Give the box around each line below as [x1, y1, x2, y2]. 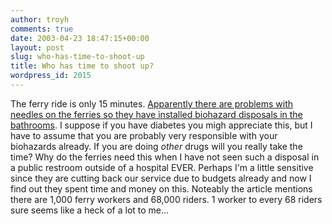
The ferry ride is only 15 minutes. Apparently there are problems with [10, 97, 294, 110]
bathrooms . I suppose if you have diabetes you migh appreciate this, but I [10, 119, 313, 131]
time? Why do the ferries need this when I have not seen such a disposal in [10, 151, 320, 163]
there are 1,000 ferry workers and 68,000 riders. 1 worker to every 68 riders [10, 193, 323, 205]
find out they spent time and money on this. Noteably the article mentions [10, 182, 313, 195]
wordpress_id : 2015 [10, 71, 92, 81]
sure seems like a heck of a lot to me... [10, 204, 170, 216]
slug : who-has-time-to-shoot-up [10, 52, 145, 62]
